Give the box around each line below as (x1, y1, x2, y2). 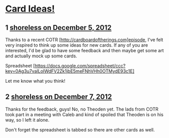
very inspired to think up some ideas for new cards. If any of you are (5, 42, 148, 48)
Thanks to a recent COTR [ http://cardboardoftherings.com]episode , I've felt (5, 37, 163, 43)
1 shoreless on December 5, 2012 (5, 23, 112, 32)
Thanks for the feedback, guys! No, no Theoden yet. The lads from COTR (5, 106, 159, 112)
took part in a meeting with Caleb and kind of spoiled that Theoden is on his (5, 111, 164, 117)
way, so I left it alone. (5, 117, 50, 123)
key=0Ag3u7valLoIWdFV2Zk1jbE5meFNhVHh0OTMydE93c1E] (5, 68, 134, 74)
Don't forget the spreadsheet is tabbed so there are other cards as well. (5, 126, 155, 132)
